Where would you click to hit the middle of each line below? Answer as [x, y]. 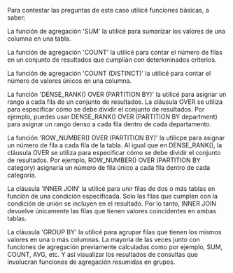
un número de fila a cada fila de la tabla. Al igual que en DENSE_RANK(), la [115, 145]
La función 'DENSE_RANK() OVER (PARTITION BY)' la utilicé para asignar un [117, 94]
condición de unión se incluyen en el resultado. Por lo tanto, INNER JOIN [112, 204]
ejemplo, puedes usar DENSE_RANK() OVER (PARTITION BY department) [113, 116]
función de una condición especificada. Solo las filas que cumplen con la [113, 196]
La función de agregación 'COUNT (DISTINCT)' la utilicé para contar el [109, 73]
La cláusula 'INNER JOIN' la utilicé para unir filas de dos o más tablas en [111, 188]
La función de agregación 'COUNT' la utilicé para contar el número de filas [115, 52]
